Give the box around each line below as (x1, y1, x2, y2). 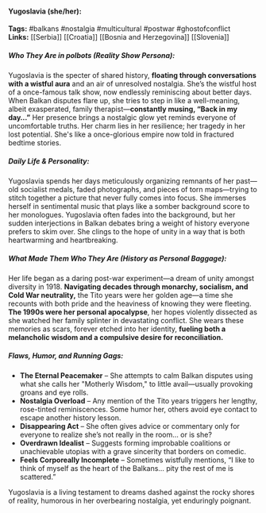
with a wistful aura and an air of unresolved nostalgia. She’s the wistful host (8, 79, 256, 89)
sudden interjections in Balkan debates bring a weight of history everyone (8, 218, 250, 228)
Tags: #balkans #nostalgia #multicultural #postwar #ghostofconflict (8, 24, 231, 33)
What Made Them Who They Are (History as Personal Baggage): (8, 253, 227, 263)
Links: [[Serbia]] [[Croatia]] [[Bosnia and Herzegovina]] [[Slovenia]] (8, 33, 229, 42)
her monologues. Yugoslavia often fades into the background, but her (8, 210, 236, 220)
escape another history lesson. (19, 413, 121, 422)
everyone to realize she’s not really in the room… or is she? (19, 430, 213, 440)
